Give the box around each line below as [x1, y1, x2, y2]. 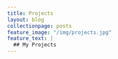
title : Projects [7, 9, 54, 17]
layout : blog [7, 16, 45, 23]
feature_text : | [7, 35, 54, 42]
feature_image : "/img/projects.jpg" [7, 28, 112, 36]
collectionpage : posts [7, 22, 72, 29]
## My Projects [13, 41, 57, 48]
